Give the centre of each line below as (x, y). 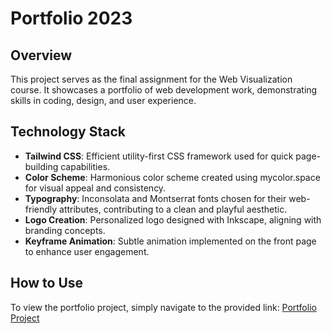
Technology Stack (68, 132)
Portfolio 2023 (71, 18)
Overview (41, 55)
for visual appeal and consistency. (95, 188)
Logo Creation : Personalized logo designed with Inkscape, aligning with (173, 219)
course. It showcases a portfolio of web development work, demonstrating (164, 90)
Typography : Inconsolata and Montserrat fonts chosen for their (155, 198)
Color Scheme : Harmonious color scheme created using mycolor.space (172, 177)
